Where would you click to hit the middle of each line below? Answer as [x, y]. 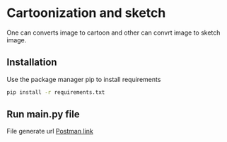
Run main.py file [43, 114]
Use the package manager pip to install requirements [84, 79]
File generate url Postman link [50, 131]
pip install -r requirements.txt [56, 92]
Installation [32, 63]
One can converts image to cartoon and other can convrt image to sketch [113, 32]
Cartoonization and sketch [86, 13]
